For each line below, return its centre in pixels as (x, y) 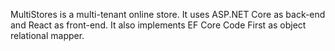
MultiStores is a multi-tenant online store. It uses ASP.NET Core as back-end (168, 14)
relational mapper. (47, 35)
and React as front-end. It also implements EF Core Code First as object (158, 25)
